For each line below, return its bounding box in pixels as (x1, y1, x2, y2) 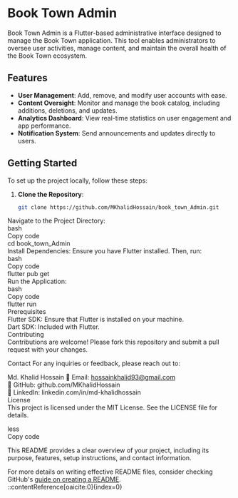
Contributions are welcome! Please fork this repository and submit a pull (7, 337, 219, 347)
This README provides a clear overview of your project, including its (7, 446, 209, 454)
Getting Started (7, 157, 78, 169)
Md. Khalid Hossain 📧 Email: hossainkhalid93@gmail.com (7, 373, 176, 382)
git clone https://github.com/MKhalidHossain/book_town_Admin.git (17, 203, 219, 211)
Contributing (7, 330, 44, 339)
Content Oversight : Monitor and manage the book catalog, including (17, 98, 220, 107)
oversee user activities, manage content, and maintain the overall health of (7, 44, 227, 52)
